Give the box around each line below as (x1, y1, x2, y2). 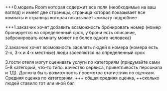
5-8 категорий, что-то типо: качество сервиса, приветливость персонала (5, 64, 163, 70)
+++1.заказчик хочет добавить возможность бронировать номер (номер (5, 24, 161, 30)
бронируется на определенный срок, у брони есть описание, (5, 30, 136, 35)
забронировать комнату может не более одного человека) (5, 35, 131, 41)
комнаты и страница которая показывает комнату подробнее (5, 15, 137, 20)
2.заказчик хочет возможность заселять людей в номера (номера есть (5, 45, 159, 50)
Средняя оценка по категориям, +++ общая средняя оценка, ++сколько (5, 75, 160, 81)
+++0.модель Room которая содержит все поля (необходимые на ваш (5, 4, 156, 10)
